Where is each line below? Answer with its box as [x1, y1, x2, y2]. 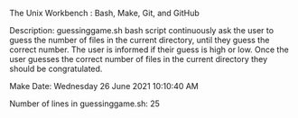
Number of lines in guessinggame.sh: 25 [9, 98, 161, 109]
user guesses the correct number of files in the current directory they [9, 54, 268, 64]
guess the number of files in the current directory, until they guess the [9, 35, 270, 45]
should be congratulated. [9, 63, 103, 74]
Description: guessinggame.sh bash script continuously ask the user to [9, 25, 274, 35]
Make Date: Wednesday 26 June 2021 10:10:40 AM [9, 81, 199, 91]
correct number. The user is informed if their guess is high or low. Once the [9, 44, 289, 55]
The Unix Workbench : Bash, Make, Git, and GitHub [9, 8, 200, 18]
